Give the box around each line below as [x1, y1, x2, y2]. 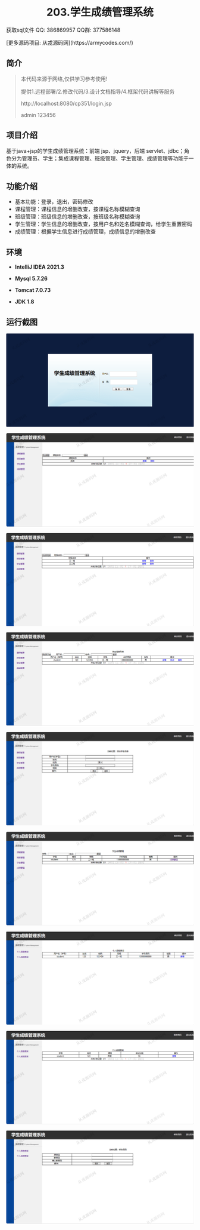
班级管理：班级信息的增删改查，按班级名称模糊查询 [14, 213, 140, 220]
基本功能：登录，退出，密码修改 [14, 198, 93, 205]
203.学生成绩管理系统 [46, 5, 154, 19]
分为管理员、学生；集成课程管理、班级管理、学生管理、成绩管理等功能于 [11, 155, 189, 162]
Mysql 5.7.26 [14, 275, 48, 282]
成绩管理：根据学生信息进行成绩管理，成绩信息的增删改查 [14, 228, 156, 235]
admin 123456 [20, 111, 57, 118]
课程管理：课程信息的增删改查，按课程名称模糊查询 [14, 205, 140, 213]
